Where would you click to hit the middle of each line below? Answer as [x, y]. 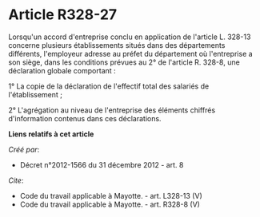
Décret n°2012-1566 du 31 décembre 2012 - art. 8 [102, 164]
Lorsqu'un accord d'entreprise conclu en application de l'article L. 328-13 [130, 37]
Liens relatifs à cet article [51, 134]
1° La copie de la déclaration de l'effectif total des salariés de [109, 86]
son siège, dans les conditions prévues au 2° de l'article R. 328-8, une [124, 62]
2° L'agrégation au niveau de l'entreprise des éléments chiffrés [112, 110]
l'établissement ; [35, 94]
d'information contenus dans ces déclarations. [85, 118]
